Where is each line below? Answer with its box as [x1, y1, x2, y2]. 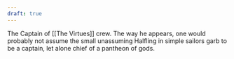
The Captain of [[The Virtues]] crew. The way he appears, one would [7, 29, 206, 37]
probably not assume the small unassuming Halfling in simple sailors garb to [7, 36, 228, 45]
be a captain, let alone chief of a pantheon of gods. [7, 44, 156, 52]
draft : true [7, 10, 42, 17]
